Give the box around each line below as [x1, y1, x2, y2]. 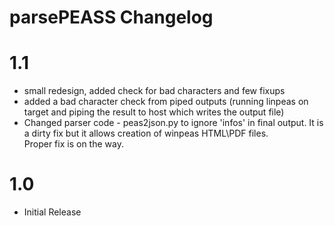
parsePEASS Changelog [9, 6, 214, 29]
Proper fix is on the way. [23, 138, 124, 150]
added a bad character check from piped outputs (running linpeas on [23, 96, 309, 108]
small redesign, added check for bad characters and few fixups [23, 85, 286, 97]
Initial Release [23, 206, 82, 218]
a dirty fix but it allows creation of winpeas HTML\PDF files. [23, 127, 269, 140]
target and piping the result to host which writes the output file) [23, 106, 285, 118]
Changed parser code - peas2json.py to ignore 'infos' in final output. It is [23, 117, 324, 129]
